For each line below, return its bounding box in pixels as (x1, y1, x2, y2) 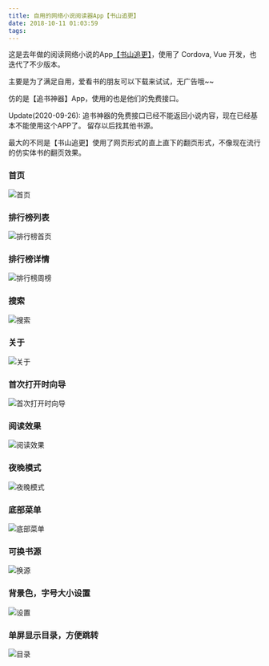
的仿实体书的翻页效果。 (8, 148, 86, 157)
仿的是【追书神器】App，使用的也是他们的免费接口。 (8, 94, 183, 104)
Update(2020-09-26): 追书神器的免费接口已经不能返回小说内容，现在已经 (8, 111, 251, 120)
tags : (8, 26, 26, 35)
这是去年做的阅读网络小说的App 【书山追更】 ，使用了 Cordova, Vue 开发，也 (8, 50, 257, 59)
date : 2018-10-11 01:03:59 (8, 19, 98, 27)
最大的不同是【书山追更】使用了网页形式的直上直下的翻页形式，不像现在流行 (8, 138, 261, 148)
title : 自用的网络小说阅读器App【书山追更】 (8, 11, 140, 20)
